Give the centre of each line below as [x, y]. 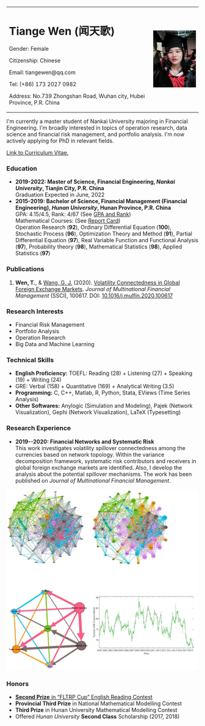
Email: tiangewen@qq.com [42, 72]
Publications [25, 269]
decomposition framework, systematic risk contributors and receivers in [106, 461]
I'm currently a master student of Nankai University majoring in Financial [97, 121]
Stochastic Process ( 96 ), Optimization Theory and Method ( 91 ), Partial [103, 234]
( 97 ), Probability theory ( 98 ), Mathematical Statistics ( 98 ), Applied [99, 247]
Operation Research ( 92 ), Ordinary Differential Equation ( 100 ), [93, 228]
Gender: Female [29, 48]
